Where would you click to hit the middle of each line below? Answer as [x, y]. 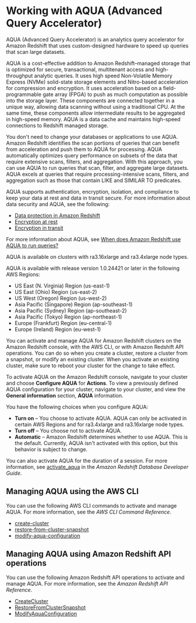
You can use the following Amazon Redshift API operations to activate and [95, 577]
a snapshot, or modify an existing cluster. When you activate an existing [93, 359]
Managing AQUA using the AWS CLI [73, 492]
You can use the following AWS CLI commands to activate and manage [92, 505]
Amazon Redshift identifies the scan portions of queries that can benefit [93, 143]
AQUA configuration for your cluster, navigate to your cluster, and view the [96, 389]
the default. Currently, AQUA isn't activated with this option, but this [96, 443]
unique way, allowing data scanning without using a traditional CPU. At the [96, 107]
